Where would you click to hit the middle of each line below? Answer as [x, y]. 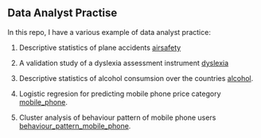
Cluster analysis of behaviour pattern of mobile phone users [117, 117]
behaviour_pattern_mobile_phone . [75, 125]
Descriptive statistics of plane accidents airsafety [100, 48]
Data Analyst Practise [62, 13]
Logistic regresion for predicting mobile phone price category [120, 94]
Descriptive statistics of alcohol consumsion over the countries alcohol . [136, 78]
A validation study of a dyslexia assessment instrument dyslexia [124, 63]
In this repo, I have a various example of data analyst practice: [109, 32]
